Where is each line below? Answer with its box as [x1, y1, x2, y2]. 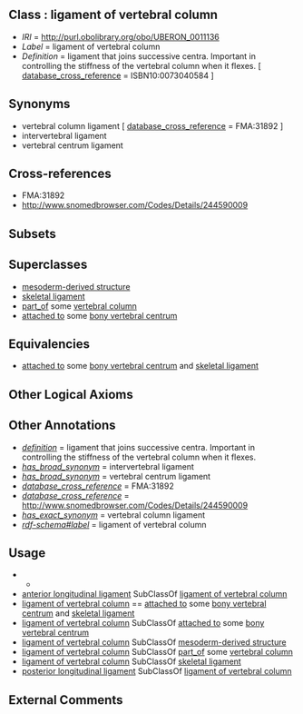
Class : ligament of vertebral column [8, 7, 219, 23]
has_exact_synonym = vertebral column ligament [21, 509, 206, 521]
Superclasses [8, 257, 88, 273]
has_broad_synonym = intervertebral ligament [21, 461, 194, 471]
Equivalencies [8, 336, 90, 352]
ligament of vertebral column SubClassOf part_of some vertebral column [21, 647, 294, 658]
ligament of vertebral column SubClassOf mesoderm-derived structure [21, 637, 287, 648]
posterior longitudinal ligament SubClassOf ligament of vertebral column [21, 666, 292, 677]
